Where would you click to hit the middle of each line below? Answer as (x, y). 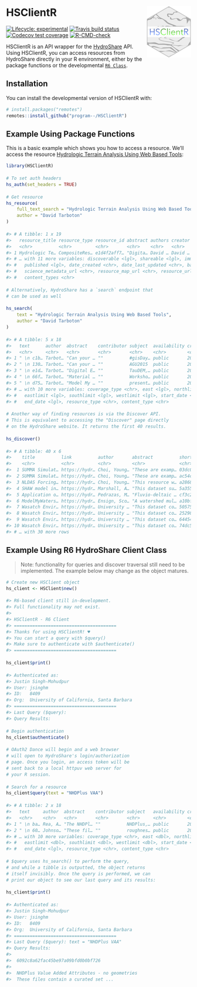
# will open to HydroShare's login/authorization (68, 756)
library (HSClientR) (30, 166)
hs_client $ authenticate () (38, 737)
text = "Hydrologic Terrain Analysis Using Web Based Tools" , (94, 315)
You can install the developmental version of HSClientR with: (79, 98)
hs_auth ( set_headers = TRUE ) (42, 184)
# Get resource (25, 197)
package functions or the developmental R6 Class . (67, 65)
